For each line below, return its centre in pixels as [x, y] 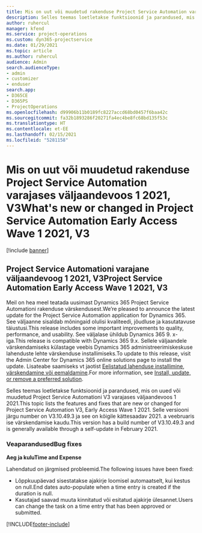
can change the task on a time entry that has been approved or [93, 506]
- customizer [23, 79]
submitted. [28, 512]
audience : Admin [26, 62]
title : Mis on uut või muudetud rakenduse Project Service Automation [96, 12]
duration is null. [34, 493]
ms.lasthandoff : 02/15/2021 [41, 135]
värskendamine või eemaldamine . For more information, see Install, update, [99, 372]
